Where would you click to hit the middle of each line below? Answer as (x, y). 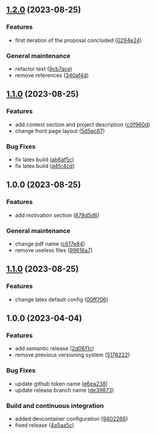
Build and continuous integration (55, 406)
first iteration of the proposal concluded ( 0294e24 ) (78, 40)
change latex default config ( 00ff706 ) (61, 299)
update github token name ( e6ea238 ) (61, 383)
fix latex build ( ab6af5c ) (44, 160)
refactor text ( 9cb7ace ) (44, 69)
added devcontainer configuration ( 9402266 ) (71, 418)
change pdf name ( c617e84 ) (50, 244)
